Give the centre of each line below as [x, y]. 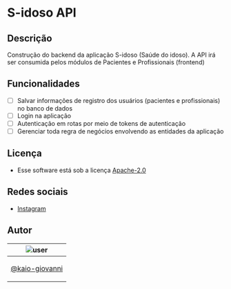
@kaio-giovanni [37, 268]
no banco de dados [45, 108]
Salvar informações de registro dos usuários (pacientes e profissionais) [119, 100]
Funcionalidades [44, 84]
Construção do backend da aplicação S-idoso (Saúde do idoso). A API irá [111, 55]
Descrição [30, 38]
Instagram [31, 208]
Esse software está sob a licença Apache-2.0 [81, 170]
